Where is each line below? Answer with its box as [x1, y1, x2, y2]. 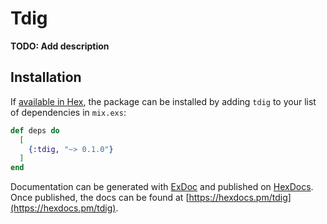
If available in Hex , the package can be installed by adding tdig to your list [10, 95, 317, 107]
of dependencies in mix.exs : [10, 106, 127, 118]
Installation [10, 69, 82, 86]
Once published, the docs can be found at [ [10, 192, 190, 204]
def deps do [10, 125, 60, 136]
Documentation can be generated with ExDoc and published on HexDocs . [10, 181, 314, 193]
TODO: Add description [10, 40, 110, 52]
